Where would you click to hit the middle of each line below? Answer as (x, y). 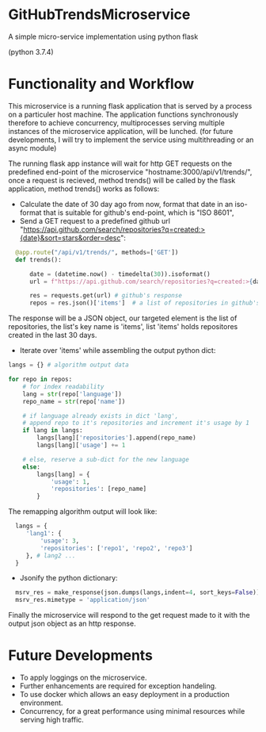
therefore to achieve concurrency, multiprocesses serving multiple (117, 123)
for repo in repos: (40, 379)
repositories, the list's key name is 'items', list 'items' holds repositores (123, 327)
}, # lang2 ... (51, 556)
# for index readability (63, 386)
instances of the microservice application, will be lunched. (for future (121, 131)
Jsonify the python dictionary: (68, 578)
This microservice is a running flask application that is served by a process (130, 105)
